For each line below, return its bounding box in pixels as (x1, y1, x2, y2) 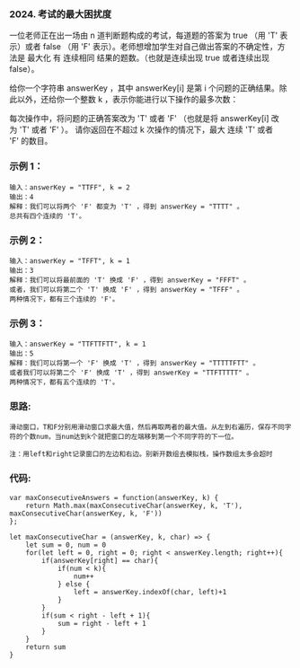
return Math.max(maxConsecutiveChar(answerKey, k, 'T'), (25, 501, 243, 510)
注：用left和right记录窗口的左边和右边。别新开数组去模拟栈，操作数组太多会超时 (9, 450, 273, 459)
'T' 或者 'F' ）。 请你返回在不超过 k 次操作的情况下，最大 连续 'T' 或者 (19, 124, 274, 136)
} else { (57, 579, 91, 589)
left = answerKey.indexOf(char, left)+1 (73, 587, 227, 596)
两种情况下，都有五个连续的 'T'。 (9, 378, 119, 387)
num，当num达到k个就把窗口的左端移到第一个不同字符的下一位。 (35, 433, 238, 442)
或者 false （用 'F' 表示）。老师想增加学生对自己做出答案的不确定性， (24, 41, 278, 52)
